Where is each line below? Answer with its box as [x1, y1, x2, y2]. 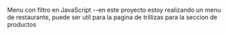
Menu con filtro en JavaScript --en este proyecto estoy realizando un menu [7, 6, 222, 14]
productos [7, 21, 37, 28]
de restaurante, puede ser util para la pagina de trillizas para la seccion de [7, 13, 218, 21]
